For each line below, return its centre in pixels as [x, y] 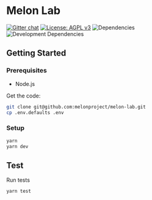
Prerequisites [27, 71]
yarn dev [17, 146]
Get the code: [24, 96]
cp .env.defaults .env [35, 112]
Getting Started [36, 53]
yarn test [19, 191]
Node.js [25, 84]
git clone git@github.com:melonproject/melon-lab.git [76, 107]
